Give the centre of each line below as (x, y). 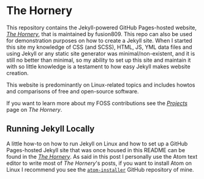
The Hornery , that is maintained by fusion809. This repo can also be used (100, 34)
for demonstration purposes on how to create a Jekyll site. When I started (100, 40)
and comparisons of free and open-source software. (73, 91)
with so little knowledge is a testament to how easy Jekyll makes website (99, 66)
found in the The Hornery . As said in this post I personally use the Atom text (102, 156)
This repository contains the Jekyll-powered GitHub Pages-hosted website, (102, 27)
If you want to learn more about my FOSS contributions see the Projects (97, 103)
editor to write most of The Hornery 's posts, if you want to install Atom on (99, 163)
